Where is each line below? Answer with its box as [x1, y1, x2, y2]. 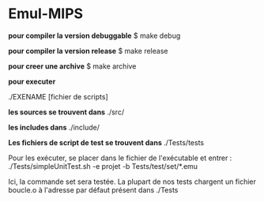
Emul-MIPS [8, 5, 84, 23]
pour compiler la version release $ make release [8, 46, 168, 55]
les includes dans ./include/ [8, 122, 100, 132]
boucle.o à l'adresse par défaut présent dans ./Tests [8, 185, 179, 194]
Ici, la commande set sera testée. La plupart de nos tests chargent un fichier [8, 177, 257, 186]
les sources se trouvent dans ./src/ [8, 107, 125, 117]
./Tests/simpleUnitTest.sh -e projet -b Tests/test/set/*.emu [8, 161, 198, 170]
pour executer [8, 77, 56, 86]
